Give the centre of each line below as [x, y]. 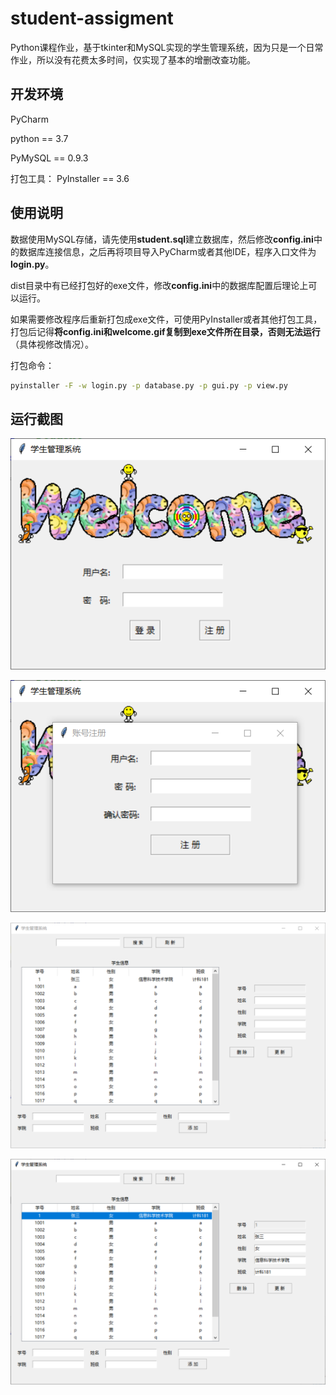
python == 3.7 [39, 138]
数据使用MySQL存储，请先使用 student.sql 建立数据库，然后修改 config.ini [162, 239]
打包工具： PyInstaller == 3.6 [70, 178]
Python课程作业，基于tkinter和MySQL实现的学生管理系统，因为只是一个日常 [167, 47]
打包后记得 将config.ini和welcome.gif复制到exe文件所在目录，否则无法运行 [165, 331]
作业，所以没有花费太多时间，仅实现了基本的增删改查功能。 [133, 59]
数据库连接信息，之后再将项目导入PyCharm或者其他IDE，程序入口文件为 [167, 251]
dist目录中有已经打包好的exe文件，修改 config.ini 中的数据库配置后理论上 [159, 285]
